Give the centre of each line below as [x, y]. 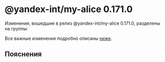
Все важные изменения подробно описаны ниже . [58, 38]
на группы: [16, 28]
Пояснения [23, 54]
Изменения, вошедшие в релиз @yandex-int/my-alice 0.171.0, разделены [82, 23]
